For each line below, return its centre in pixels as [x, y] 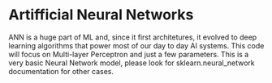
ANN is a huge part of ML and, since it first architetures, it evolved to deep [133, 37]
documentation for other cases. [61, 71]
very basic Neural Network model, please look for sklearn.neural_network [132, 63]
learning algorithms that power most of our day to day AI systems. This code [136, 45]
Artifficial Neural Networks [101, 15]
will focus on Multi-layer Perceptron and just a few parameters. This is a [129, 54]
